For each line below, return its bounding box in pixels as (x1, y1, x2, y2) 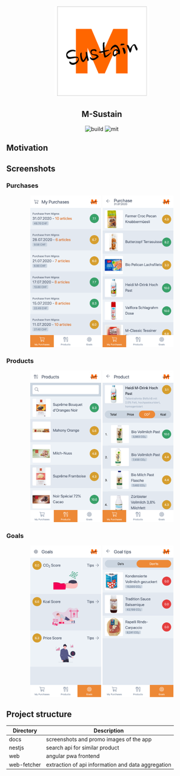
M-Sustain (81, 109, 122, 119)
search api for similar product (46, 744, 119, 751)
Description (93, 727, 124, 734)
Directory (13, 727, 38, 734)
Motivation (6, 143, 48, 153)
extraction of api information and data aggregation (46, 761, 172, 768)
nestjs (8, 744, 24, 751)
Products (6, 356, 35, 365)
